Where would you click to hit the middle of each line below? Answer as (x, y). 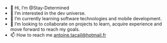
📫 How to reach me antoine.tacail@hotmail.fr (58, 35)
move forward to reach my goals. (45, 29)
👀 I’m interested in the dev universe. (48, 13)
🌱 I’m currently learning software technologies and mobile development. (86, 18)
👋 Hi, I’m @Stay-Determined (40, 8)
